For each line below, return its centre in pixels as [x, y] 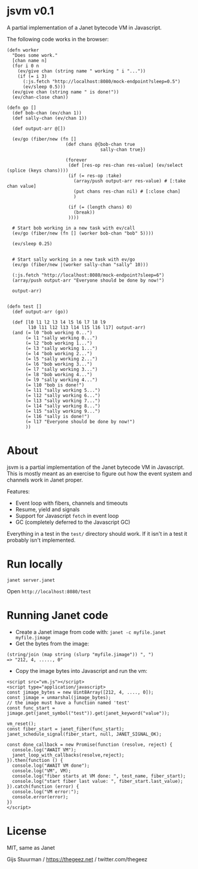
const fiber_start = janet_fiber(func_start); [66, 729]
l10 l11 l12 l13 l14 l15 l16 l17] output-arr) [87, 327]
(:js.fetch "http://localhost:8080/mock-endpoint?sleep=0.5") [101, 81]
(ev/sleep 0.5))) [44, 87]
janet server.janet [31, 580]
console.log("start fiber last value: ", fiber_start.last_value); [98, 781]
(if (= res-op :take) [95, 176]
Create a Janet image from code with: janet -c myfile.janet [91, 632]
